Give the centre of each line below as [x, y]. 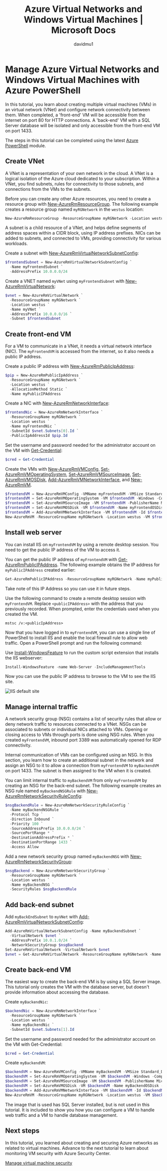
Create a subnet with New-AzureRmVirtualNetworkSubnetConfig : [72, 253]
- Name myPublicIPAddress [35, 394]
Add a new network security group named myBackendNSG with [67, 856]
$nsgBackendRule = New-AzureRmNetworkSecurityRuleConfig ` [68, 805]
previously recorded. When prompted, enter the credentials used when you [82, 609]
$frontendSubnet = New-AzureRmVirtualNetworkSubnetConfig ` [69, 262]
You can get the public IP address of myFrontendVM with [61, 559]
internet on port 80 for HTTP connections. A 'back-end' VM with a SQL [78, 120]
